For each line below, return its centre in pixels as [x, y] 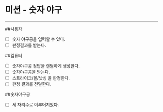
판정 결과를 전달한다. [32, 84]
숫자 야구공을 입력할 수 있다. [39, 39]
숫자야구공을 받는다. [31, 72]
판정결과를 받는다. [29, 45]
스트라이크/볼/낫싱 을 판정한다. [41, 78]
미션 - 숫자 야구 [33, 10]
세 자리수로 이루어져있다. [35, 105]
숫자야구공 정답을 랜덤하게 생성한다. [46, 66]
